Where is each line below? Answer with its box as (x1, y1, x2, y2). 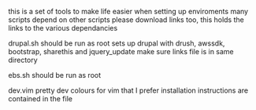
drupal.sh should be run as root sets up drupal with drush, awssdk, (8, 38, 225, 48)
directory (8, 55, 38, 64)
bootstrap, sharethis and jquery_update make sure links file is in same (8, 47, 234, 56)
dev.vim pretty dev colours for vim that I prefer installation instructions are (8, 86, 249, 95)
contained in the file (8, 94, 73, 103)
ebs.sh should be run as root (8, 71, 102, 79)
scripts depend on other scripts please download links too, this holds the (8, 15, 244, 24)
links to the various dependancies (8, 24, 118, 32)
